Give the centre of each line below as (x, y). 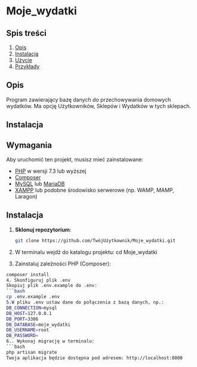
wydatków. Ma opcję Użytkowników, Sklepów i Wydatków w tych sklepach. (98, 106)
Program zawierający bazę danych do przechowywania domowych (89, 99)
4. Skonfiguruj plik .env (38, 280)
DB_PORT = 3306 (22, 319)
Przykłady (27, 66)
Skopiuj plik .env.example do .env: (52, 286)
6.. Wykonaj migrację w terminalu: (50, 341)
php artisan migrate (32, 352)
